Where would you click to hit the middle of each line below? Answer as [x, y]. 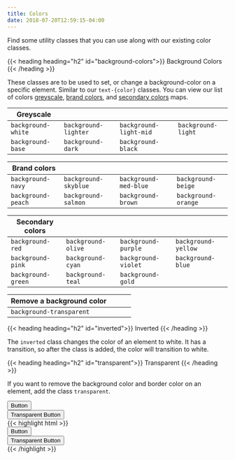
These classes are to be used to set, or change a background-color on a [112, 82]
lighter [77, 132]
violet [131, 265]
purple [131, 248]
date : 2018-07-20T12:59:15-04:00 [56, 20]
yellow [187, 248]
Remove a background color [59, 301]
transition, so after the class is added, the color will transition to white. [108, 349]
